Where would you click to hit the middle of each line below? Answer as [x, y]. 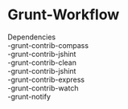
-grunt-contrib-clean [42, 63]
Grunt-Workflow [64, 15]
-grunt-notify [29, 96]
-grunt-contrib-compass [48, 45]
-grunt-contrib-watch [43, 88]
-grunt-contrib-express [46, 79]
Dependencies [32, 37]
